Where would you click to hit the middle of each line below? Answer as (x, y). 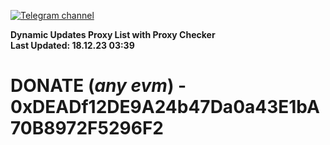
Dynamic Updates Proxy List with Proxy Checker (113, 34)
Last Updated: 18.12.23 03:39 (72, 45)
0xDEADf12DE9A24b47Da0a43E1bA (165, 107)
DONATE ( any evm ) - (98, 86)
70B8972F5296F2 (87, 128)
